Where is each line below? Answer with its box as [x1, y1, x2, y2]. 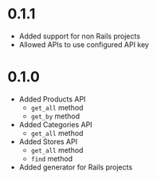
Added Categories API [18, 119, 92, 129]
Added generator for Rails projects [18, 162, 133, 172]
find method [30, 154, 73, 163]
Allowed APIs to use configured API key [18, 39, 149, 49]
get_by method [30, 111, 80, 121]
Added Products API [18, 94, 86, 104]
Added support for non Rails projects [18, 31, 141, 41]
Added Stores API [18, 137, 77, 146]
